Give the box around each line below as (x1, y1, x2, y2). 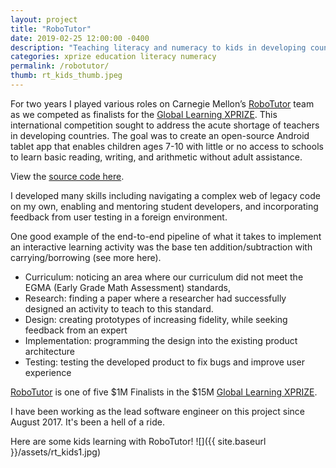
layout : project (10, 14, 78, 25)
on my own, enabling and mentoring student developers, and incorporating (10, 200, 319, 212)
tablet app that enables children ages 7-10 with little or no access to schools (10, 140, 324, 152)
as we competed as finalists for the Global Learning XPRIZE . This (10, 108, 278, 120)
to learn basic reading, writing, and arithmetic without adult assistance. (10, 151, 303, 163)
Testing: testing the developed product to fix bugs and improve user (24, 356, 305, 368)
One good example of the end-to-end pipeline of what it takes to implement (10, 230, 322, 242)
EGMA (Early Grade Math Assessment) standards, (24, 281, 231, 293)
